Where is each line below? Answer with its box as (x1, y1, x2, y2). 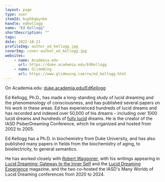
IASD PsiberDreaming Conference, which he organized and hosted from (5, 120, 151, 126)
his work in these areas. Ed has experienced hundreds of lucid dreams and (5, 105, 157, 111)
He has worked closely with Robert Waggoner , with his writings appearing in (5, 155, 160, 161)
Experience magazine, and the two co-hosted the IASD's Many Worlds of (5, 166, 154, 172)
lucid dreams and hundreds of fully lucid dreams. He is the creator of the (5, 115, 153, 121)
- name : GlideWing (14, 67, 52, 72)
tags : (5, 35, 16, 40)
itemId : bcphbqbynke (5, 16, 48, 21)
